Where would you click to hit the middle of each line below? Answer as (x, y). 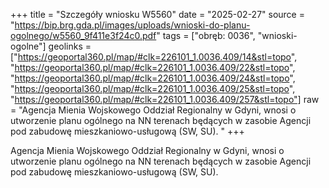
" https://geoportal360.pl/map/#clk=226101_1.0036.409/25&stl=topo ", (153, 88)
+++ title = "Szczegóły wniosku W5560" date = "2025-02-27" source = (157, 14)
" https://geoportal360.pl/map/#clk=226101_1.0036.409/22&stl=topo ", (153, 67)
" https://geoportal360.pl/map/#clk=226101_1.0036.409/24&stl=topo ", (153, 78)
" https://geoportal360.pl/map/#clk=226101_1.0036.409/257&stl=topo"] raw (165, 99)
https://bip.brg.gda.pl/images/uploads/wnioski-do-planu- (132, 25)
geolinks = (70, 46)
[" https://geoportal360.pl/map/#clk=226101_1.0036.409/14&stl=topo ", (154, 57)
